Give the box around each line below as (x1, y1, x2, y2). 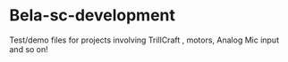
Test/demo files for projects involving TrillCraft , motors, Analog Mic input (9, 35, 280, 45)
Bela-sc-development (9, 5, 176, 26)
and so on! (9, 43, 49, 54)
